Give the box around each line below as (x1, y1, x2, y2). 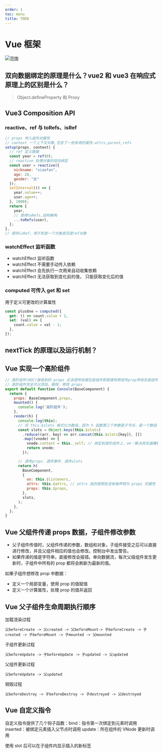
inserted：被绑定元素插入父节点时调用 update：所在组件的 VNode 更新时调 (5, 726, 155, 732)
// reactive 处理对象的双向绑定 (9, 159, 68, 163)
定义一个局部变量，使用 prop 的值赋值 (12, 581, 88, 587)
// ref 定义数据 (9, 149, 40, 154)
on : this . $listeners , (26, 477, 70, 482)
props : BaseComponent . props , (14, 396, 73, 400)
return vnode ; (26, 446, 55, 451)
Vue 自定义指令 (5, 706, 51, 714)
